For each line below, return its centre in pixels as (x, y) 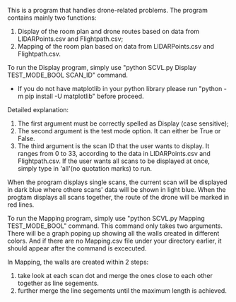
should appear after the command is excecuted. (77, 248)
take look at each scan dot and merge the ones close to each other (115, 276)
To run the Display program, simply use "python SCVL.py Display (102, 67)
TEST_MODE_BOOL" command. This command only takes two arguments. (115, 226)
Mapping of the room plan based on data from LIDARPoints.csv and (116, 46)
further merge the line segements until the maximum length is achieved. (122, 291)
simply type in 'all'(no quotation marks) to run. (85, 168)
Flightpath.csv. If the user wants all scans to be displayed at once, (114, 161)
